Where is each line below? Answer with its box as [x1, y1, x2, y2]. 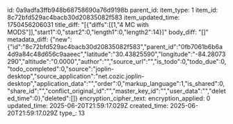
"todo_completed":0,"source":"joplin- [7, 65, 115, 73]
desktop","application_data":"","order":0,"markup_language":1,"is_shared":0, [7, 80, 225, 87]
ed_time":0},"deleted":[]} [7, 94, 79, 103]
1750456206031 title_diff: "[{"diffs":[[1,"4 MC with [7, 21, 150, 28]
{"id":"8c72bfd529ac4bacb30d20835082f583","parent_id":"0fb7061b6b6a [7, 43, 223, 51]
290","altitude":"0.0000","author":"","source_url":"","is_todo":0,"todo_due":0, [7, 57, 227, 65]
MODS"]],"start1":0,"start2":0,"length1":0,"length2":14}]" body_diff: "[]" [7, 28, 209, 36]
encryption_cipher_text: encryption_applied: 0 [79, 94, 211, 103]
